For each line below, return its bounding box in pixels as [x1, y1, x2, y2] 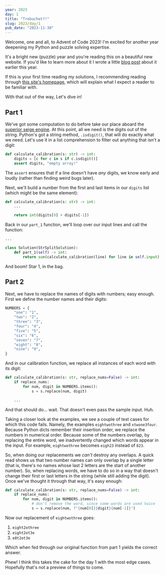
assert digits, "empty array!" [14, 161, 78, 166]
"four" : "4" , [14, 324, 41, 329]
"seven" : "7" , [14, 338, 43, 342]
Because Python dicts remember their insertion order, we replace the [5, 427, 145, 433]
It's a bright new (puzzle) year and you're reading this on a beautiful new [5, 54, 153, 60]
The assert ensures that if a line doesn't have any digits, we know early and [5, 169, 159, 175]
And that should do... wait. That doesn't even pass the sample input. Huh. [5, 406, 154, 412]
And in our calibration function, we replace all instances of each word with [5, 360, 156, 366]
